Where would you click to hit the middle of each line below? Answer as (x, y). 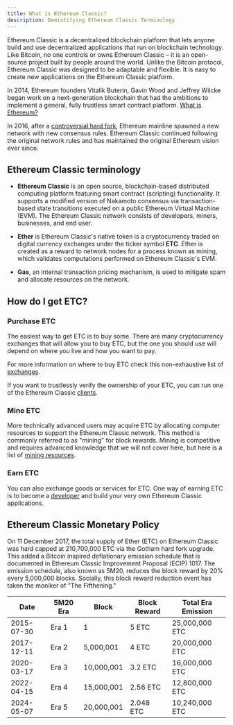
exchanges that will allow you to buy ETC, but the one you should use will (112, 343)
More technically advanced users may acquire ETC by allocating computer (114, 426)
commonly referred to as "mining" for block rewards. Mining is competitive (114, 441)
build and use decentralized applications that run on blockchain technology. (115, 47)
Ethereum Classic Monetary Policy (83, 524)
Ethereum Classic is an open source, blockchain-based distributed (113, 186)
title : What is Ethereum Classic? (57, 14)
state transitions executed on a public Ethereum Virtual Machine (128, 208)
